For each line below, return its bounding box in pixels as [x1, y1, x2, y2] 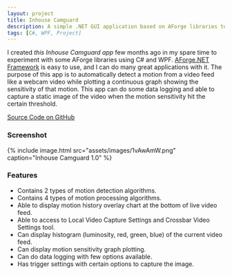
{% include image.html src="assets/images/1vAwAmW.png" [7, 146, 176, 154]
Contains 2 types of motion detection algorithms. [17, 186, 157, 194]
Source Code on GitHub [7, 113, 75, 122]
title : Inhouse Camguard [7, 17, 79, 23]
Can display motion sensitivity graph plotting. [17, 245, 146, 253]
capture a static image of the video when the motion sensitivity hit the [7, 93, 206, 101]
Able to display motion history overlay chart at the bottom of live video [17, 201, 217, 209]
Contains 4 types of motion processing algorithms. [17, 193, 162, 202]
